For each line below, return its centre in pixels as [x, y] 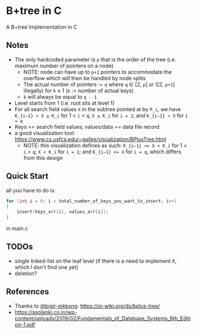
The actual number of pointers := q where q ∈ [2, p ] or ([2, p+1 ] [99, 84]
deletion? [26, 273]
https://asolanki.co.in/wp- [46, 312]
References [28, 292]
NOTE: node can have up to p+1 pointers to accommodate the [97, 72]
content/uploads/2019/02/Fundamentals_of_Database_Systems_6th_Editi [103, 318]
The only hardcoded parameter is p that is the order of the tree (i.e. [95, 59]
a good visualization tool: [45, 133]
